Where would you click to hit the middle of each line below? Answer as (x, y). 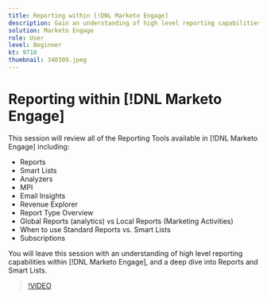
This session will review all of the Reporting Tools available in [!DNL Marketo (133, 138)
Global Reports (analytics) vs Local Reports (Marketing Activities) (127, 221)
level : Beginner (35, 45)
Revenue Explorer (48, 204)
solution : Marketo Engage (51, 30)
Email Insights (43, 195)
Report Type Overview (56, 212)
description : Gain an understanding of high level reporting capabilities (135, 23)
